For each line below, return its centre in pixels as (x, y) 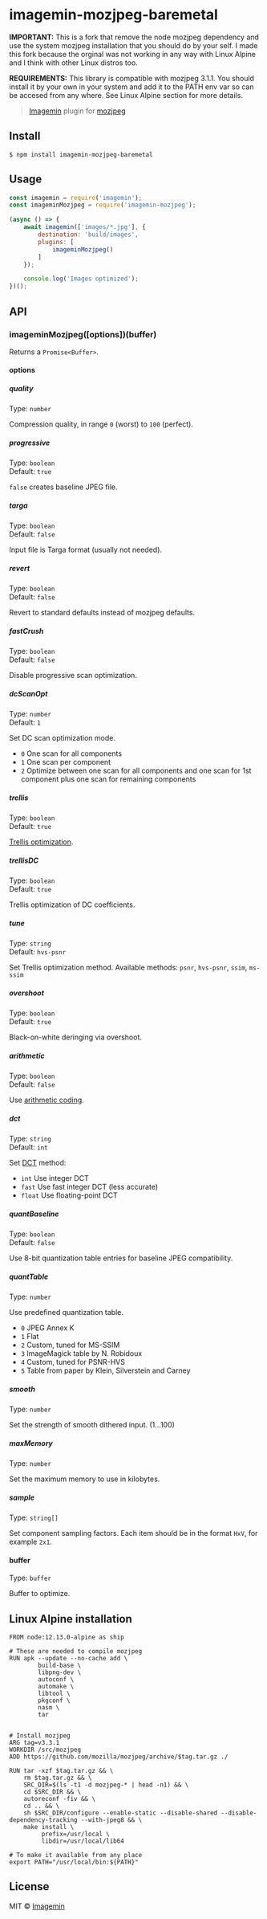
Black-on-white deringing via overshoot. (76, 1037)
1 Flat (30, 1337)
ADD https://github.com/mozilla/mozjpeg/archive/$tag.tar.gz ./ (119, 1757)
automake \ (56, 1686)
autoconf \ (56, 1679)
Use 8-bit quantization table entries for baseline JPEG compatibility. (121, 1258)
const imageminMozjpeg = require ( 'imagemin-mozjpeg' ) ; (103, 205)
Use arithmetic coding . (47, 1100)
